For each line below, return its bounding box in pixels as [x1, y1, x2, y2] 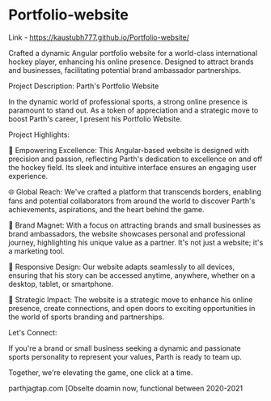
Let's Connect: [8, 327, 58, 337]
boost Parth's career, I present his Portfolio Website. [8, 113, 182, 123]
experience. [8, 171, 49, 181]
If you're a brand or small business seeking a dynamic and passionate [8, 343, 241, 353]
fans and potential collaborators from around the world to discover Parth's [8, 196, 256, 206]
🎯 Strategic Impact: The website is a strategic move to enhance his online [8, 294, 253, 305]
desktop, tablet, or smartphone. [8, 279, 114, 288]
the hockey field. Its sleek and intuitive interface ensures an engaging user [8, 162, 257, 172]
